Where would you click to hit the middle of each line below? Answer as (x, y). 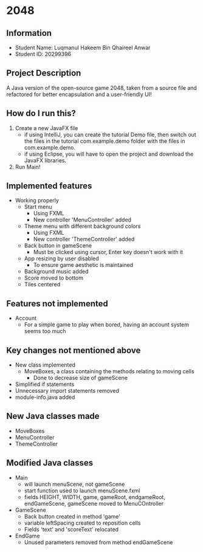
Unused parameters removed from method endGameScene (98, 542)
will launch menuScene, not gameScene (74, 484)
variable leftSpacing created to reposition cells (82, 523)
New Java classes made (53, 416)
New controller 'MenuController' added (82, 220)
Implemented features (49, 186)
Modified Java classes (50, 463)
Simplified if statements (45, 384)
